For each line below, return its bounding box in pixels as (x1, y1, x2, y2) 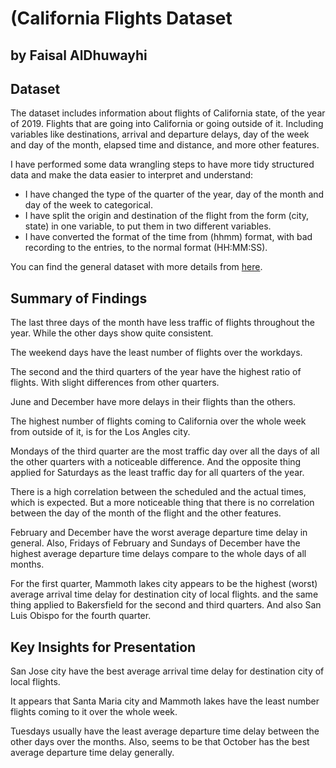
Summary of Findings (10, 290, 148, 307)
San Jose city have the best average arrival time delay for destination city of (10, 665, 325, 677)
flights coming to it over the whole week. (10, 706, 178, 718)
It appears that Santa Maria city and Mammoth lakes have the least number (10, 695, 320, 707)
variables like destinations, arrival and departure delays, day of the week (10, 128, 310, 141)
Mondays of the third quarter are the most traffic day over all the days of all (10, 445, 320, 457)
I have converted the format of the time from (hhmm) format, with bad (24, 231, 313, 243)
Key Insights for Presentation (10, 638, 197, 656)
